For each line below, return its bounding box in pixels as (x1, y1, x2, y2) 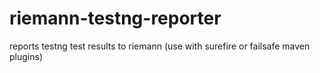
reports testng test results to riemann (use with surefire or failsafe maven (9, 40, 311, 52)
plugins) (9, 50, 43, 62)
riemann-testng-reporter (9, 7, 222, 30)
